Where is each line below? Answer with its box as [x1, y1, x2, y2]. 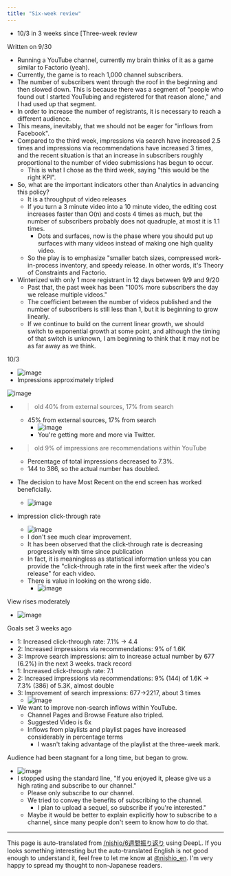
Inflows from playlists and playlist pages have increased [27, 725, 186, 733]
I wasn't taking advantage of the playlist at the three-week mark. [37, 739, 221, 748]
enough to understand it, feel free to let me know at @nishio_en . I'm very [7, 853, 213, 862]
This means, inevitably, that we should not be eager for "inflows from [16, 121, 213, 130]
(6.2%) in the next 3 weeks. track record [16, 659, 132, 668]
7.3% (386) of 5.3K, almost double [16, 681, 115, 690]
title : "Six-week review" [7, 10, 81, 17]
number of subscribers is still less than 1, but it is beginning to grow [27, 305, 219, 313]
